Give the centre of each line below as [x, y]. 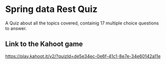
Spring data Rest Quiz [51, 9]
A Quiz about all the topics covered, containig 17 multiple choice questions [82, 23]
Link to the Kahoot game [44, 44]
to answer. [16, 28]
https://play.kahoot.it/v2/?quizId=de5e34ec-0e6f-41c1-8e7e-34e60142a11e [83, 56]
